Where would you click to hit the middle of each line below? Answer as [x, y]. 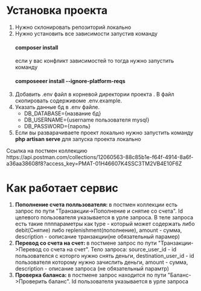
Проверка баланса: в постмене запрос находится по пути [91, 275]
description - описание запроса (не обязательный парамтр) [92, 269]
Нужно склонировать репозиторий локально [73, 27]
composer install [37, 47]
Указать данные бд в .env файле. [57, 107]
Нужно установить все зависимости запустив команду [86, 33]
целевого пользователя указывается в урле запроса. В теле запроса [104, 217]
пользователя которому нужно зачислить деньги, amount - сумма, [101, 262]
